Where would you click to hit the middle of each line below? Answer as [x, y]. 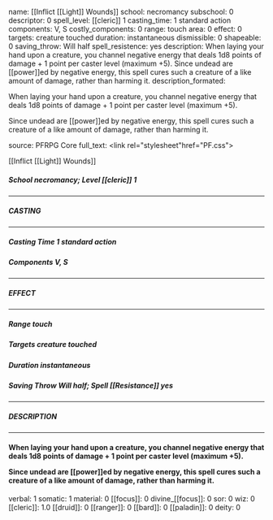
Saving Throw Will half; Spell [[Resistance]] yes [91, 385]
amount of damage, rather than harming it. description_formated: [117, 81]
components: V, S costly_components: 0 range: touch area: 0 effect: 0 [125, 29]
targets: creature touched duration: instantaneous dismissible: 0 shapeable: [135, 37]
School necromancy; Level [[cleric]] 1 [73, 180]
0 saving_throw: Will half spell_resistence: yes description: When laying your [136, 46]
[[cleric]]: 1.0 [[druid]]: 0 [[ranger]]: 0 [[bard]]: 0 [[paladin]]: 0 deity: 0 [125, 507]
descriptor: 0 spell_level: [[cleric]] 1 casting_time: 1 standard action [120, 20]
